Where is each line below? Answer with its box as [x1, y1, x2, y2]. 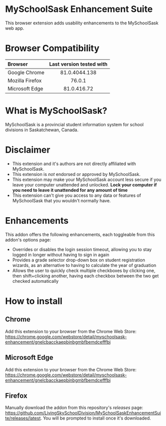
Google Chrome [7, 69, 45, 76]
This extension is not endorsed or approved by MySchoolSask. [12, 171, 141, 177]
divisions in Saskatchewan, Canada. [5, 127, 79, 133]
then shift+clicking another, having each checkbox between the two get [12, 272, 159, 279]
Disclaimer [5, 144, 51, 155]
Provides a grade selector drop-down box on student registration [12, 257, 145, 263]
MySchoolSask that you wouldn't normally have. [12, 197, 111, 203]
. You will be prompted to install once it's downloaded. [40, 415, 151, 421]
